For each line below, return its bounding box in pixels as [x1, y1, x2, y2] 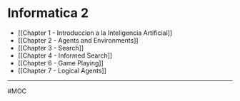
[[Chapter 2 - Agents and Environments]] [17, 36, 139, 44]
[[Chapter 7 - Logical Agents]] [17, 66, 107, 75]
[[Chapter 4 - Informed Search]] [17, 51, 113, 60]
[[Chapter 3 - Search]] [17, 43, 84, 52]
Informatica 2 [7, 5, 89, 21]
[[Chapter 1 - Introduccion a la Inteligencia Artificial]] [17, 28, 173, 37]
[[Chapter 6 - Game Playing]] [17, 58, 104, 67]
